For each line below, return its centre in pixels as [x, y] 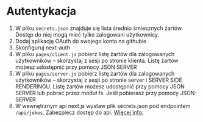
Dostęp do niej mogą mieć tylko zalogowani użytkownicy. [87, 34]
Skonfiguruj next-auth [42, 48]
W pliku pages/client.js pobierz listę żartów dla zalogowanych [95, 54]
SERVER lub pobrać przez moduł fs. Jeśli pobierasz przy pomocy [97, 93]
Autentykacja [41, 11]
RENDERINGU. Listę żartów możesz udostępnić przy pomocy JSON [100, 86]
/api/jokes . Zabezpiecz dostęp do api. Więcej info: [79, 112]
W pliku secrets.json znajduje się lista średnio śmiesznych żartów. [99, 28]
